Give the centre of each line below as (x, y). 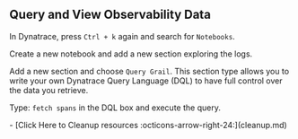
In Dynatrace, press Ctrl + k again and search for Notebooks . (122, 36)
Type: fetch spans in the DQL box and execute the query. (115, 108)
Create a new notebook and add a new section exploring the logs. (131, 54)
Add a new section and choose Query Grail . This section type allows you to (149, 71)
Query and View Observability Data (110, 15)
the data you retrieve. (49, 90)
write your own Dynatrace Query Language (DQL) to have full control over (146, 81)
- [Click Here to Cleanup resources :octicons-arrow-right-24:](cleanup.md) (148, 125)
